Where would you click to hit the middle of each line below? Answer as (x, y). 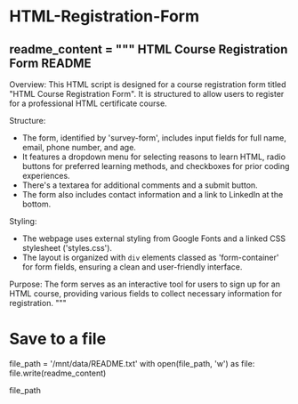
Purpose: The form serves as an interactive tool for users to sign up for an (145, 284)
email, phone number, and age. (79, 147)
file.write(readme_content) (58, 373)
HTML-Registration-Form (105, 16)
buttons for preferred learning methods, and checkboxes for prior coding (156, 166)
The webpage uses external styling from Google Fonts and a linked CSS (154, 238)
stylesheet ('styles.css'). (67, 248)
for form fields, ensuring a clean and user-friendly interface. (132, 267)
